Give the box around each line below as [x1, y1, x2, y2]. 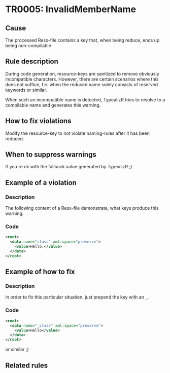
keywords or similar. [5, 87, 47, 93]
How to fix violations [5, 117, 72, 125]
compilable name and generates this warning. [5, 102, 101, 108]
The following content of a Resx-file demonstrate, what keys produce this [5, 205, 159, 211]
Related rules [5, 361, 48, 369]
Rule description [5, 57, 58, 66]
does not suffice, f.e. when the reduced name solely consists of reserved [5, 81, 158, 87]
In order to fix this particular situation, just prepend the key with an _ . [5, 294, 149, 300]
